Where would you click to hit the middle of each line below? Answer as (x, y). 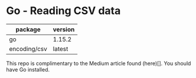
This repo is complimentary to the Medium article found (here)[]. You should (99, 63)
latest (61, 49)
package (28, 29)
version (64, 29)
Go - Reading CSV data (63, 11)
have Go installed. (28, 69)
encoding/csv (28, 49)
